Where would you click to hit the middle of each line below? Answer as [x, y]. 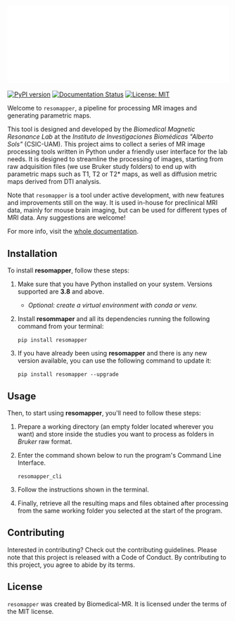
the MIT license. [31, 611]
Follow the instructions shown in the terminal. [83, 489]
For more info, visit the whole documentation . [73, 232]
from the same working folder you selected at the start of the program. [120, 510]
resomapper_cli [40, 477]
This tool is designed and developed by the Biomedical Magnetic [101, 130]
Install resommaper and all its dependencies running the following [114, 319]
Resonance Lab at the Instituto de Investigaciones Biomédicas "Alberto [110, 137]
